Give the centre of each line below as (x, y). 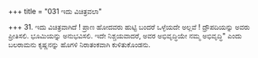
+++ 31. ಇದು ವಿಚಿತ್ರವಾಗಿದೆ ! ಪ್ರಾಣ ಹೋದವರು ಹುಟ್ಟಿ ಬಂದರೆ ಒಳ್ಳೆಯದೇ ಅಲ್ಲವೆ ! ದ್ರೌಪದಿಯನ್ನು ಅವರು (129, 27)
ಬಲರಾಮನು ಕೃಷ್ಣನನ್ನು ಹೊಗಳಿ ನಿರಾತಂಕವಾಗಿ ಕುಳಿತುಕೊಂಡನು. (80, 45)
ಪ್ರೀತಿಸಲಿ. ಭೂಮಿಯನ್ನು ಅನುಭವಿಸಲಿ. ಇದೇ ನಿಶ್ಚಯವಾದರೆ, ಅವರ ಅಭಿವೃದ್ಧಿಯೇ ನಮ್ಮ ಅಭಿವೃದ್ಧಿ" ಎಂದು (125, 36)
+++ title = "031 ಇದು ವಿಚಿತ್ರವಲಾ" (55, 11)
